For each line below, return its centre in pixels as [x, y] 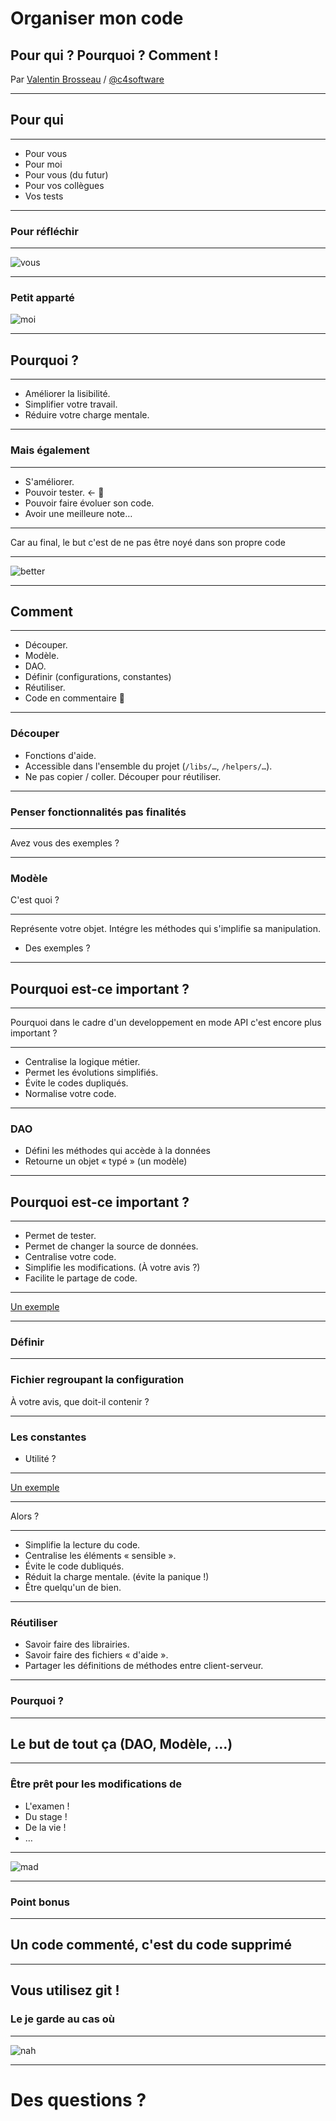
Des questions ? [78, 2099]
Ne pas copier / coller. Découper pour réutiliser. [123, 776]
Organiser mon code [97, 18]
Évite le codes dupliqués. [76, 1083]
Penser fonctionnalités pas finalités [98, 812]
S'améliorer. [49, 481]
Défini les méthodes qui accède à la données [117, 1151]
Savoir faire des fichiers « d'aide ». [96, 1655]
